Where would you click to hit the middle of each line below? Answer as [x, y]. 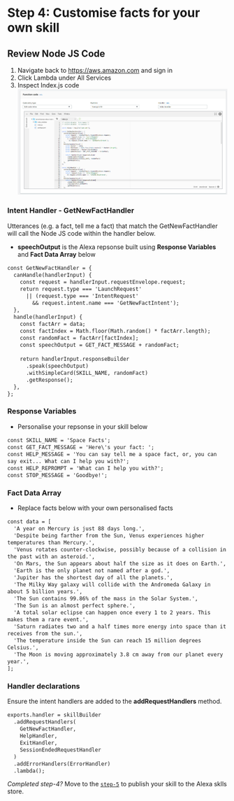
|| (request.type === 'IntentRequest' [82, 296]
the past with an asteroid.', [51, 557]
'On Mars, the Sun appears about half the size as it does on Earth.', [120, 564]
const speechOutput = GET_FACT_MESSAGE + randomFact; [100, 345]
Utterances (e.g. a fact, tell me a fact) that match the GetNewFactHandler [112, 226]
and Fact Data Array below [56, 254]
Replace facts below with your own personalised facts [95, 508]
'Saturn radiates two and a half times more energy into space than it [120, 627]
